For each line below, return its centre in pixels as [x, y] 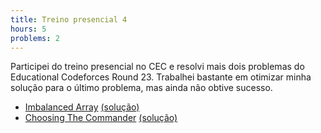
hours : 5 [28, 29]
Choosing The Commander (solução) [101, 118]
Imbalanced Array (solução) [82, 107]
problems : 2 [35, 38]
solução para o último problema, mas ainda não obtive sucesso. [141, 88]
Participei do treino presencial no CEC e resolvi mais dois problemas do [157, 67]
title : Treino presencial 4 [69, 19]
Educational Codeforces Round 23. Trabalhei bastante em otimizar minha [161, 77]
